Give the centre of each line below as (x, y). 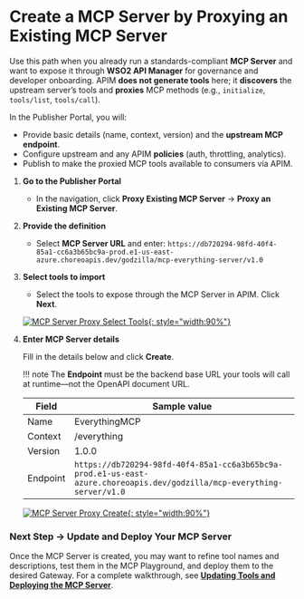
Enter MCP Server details (71, 339)
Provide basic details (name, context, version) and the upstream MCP (152, 134)
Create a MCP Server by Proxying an (149, 17)
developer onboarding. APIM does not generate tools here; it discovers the (151, 80)
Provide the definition (64, 226)
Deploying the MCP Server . (62, 585)
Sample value (182, 406)
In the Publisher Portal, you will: (68, 117)
